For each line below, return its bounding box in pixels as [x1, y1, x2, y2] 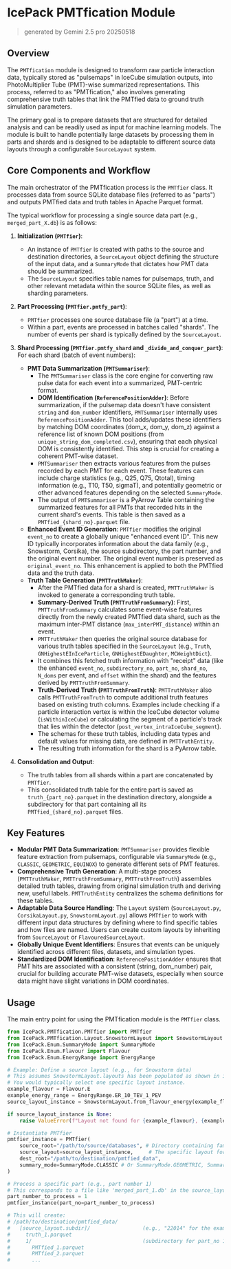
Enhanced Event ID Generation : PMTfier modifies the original [27, 525, 201, 533]
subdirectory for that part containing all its [27, 800, 147, 808]
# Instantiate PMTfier [7, 1129, 72, 1136]
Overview [7, 47, 50, 59]
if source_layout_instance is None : [7, 1111, 112, 1118]
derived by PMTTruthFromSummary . [37, 678, 131, 686]
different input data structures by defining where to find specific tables [16, 918, 218, 926]
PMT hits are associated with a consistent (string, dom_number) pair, [16, 962, 212, 970]
